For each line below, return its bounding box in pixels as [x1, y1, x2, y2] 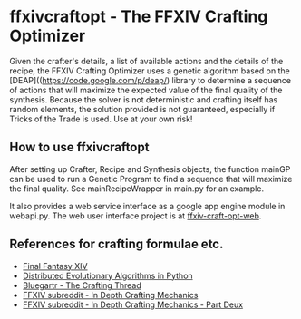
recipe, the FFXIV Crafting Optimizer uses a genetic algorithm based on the [9, 65, 290, 76]
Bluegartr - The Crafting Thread [22, 279, 142, 291]
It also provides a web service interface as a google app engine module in [9, 200, 286, 211]
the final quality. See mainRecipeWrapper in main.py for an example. [9, 183, 265, 194]
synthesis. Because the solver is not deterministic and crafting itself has [9, 93, 278, 105]
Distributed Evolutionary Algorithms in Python [22, 270, 193, 281]
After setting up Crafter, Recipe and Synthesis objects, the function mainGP [9, 163, 291, 174]
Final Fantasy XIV [22, 260, 88, 271]
